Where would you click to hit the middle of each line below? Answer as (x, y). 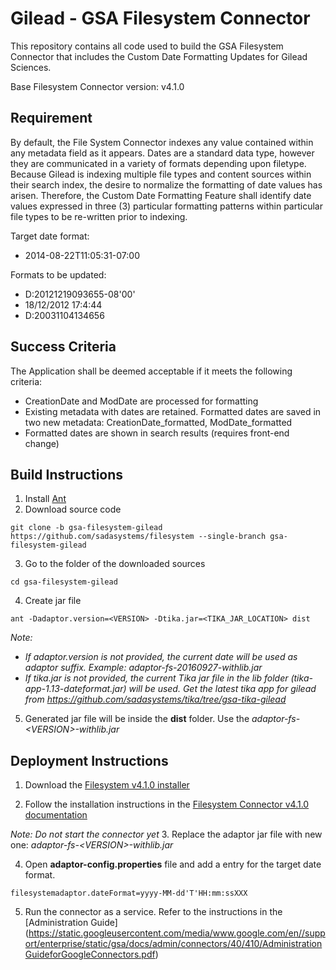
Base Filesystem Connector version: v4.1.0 (97, 86)
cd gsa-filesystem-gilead (64, 582)
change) (42, 443)
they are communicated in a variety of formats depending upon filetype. (158, 163)
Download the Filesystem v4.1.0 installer (107, 785)
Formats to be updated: (58, 274)
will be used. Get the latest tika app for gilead (222, 689)
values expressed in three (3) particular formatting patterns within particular (166, 206)
